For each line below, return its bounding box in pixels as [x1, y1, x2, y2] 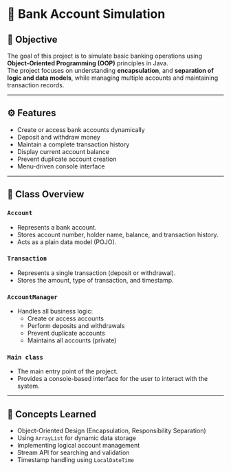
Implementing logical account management [16, 441, 140, 450]
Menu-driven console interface [16, 162, 105, 171]
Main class [7, 353, 43, 362]
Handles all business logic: [16, 307, 93, 316]
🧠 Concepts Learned [7, 408, 96, 420]
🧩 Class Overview [7, 188, 85, 200]
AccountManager [7, 293, 58, 301]
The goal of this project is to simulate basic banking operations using [7, 52, 203, 60]
